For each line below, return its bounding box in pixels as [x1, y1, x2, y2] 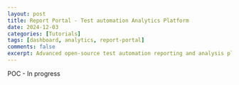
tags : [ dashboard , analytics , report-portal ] [7, 37, 144, 44]
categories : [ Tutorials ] [7, 30, 81, 38]
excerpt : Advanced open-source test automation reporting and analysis [7, 50, 224, 57]
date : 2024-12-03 [7, 23, 59, 30]
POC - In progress [7, 69, 60, 78]
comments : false [7, 43, 55, 50]
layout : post [7, 10, 46, 18]
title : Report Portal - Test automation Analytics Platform [7, 17, 190, 24]
